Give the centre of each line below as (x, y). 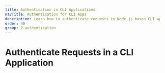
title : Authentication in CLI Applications (50, 10)
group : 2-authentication (30, 28)
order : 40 (15, 23)
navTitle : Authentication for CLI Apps (46, 14)
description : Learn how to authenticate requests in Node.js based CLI (80, 19)
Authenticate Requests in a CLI (69, 53)
